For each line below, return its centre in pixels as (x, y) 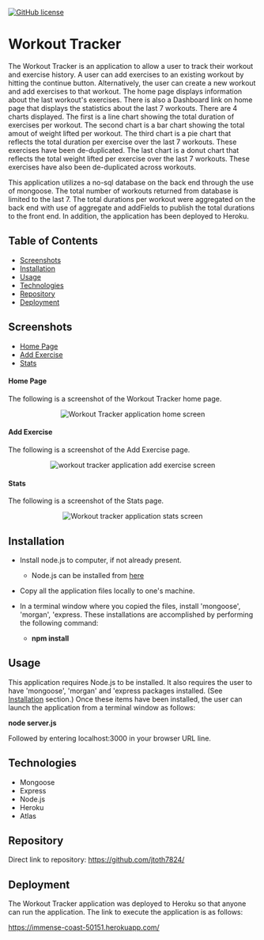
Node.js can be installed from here (88, 575)
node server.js (32, 723)
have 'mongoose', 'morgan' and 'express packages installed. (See (115, 691)
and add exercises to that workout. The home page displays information (125, 91)
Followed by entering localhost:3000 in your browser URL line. (110, 738)
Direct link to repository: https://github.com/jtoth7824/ (96, 860)
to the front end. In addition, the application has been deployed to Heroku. (128, 216)
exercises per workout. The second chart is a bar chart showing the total (126, 125)
